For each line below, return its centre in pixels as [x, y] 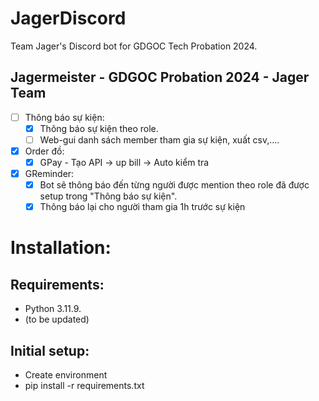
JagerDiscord [68, 18]
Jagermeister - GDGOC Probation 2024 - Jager [160, 77]
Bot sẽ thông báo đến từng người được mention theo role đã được [174, 185]
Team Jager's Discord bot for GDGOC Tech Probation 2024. [134, 46]
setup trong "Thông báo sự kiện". [108, 196]
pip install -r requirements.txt [84, 386]
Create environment [66, 375]
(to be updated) [57, 319]
